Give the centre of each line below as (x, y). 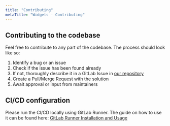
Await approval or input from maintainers (55, 84)
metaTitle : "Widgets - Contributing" (45, 15)
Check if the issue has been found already (57, 68)
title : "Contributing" (29, 10)
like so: (13, 53)
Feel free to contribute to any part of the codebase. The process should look (85, 48)
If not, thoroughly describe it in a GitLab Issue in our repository (78, 74)
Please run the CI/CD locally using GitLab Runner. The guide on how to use (83, 113)
